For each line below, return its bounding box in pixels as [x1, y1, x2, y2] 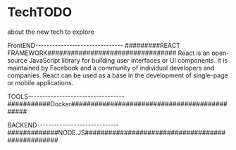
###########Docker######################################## [7, 99, 228, 108]
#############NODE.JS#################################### [7, 128, 226, 137]
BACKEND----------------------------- [7, 120, 120, 129]
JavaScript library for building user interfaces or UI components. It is [29, 56, 228, 64]
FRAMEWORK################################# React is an [7, 49, 210, 57]
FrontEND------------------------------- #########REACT [7, 41, 181, 49]
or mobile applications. [7, 78, 74, 87]
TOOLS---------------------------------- [7, 92, 125, 101]
